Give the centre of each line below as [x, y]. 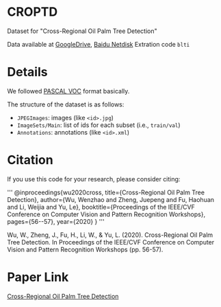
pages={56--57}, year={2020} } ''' [56, 221]
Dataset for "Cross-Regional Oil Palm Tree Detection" [82, 31]
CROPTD [32, 12]
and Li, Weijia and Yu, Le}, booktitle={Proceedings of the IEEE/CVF [101, 207]
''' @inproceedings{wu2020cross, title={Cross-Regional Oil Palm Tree [106, 192]
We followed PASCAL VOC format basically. [68, 91]
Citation [30, 160]
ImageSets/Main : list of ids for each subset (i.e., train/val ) [99, 125]
